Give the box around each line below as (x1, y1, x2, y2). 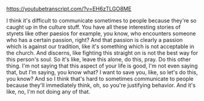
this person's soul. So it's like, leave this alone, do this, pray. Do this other (6, 56, 191, 63)
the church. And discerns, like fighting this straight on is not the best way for (6, 49, 199, 57)
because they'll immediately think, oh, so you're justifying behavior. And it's (6, 82, 196, 89)
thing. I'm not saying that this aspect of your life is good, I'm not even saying (6, 62, 198, 69)
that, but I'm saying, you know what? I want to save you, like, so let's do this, (6, 69, 198, 75)
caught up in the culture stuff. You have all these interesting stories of (6, 24, 181, 30)
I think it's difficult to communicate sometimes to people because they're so (6, 17, 197, 24)
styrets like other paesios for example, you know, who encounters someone (6, 30, 196, 37)
